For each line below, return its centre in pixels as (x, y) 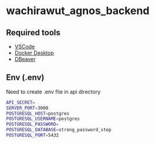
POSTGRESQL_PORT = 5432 (33, 135)
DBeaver (25, 59)
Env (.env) (25, 78)
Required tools (33, 33)
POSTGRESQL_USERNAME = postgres (43, 119)
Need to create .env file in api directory (53, 92)
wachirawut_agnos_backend (78, 11)
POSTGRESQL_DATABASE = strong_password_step (59, 130)
